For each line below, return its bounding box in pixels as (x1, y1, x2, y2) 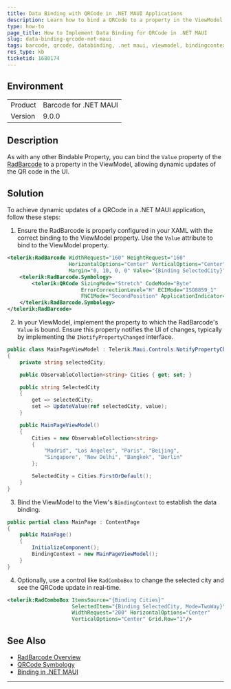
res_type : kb (7, 49, 45, 56)
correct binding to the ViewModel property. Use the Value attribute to (16, 234, 213, 242)
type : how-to (7, 23, 45, 30)
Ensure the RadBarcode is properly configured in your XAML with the (16, 227, 213, 235)
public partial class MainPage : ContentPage (7, 518, 140, 526)
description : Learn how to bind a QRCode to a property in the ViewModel (7, 17, 223, 23)
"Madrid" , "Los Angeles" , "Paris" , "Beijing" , (43, 447, 180, 455)
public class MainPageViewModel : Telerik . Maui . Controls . (7, 346, 177, 353)
